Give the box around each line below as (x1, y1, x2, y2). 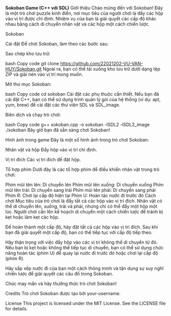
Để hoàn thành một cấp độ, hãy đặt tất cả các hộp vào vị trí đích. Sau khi (5, 224, 158, 230)
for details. (5, 306, 28, 311)
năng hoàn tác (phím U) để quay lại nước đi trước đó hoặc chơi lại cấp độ (5, 250, 158, 256)
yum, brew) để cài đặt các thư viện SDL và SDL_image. (5, 102, 121, 108)
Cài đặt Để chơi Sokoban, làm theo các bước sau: (5, 41, 109, 47)
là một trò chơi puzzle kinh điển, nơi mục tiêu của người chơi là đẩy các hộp (5, 10, 164, 16)
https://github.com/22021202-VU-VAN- (60, 61, 144, 66)
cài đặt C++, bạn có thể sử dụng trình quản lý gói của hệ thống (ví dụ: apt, (5, 97, 161, 102)
